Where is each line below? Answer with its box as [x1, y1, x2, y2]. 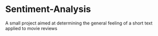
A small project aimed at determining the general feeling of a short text [5, 20, 153, 26]
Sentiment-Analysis [5, 3, 91, 15]
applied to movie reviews [5, 25, 57, 31]
